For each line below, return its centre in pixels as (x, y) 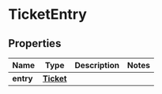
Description (97, 65)
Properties (35, 43)
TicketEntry (47, 14)
